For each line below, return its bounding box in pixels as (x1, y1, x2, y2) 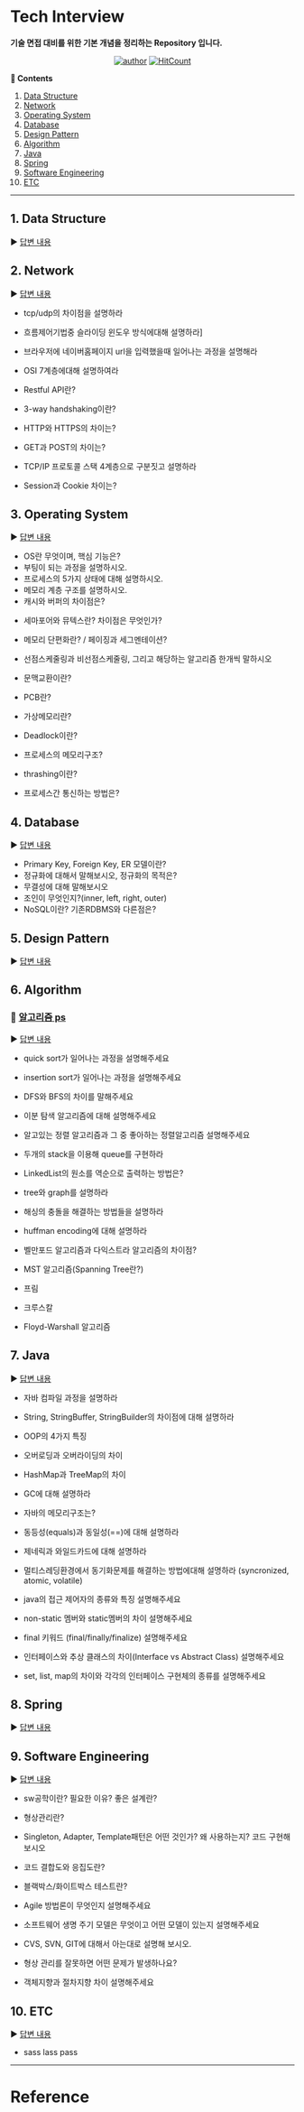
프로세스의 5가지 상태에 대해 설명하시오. (23, 573, 163, 584)
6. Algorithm (10, 982, 82, 998)
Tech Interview (10, 6, 124, 27)
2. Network (10, 264, 75, 279)
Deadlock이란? (23, 730, 78, 741)
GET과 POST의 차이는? (23, 441, 106, 452)
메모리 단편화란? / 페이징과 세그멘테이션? (23, 635, 168, 645)
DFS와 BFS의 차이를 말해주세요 (23, 1090, 134, 1102)
